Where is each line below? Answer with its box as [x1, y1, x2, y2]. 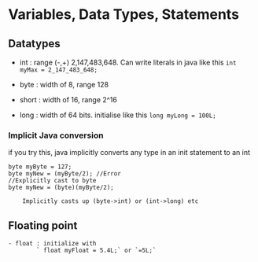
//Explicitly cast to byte [8, 177, 97, 185]
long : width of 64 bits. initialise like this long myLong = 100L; [19, 110, 216, 120]
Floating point [8, 219, 78, 232]
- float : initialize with [8, 240, 97, 248]
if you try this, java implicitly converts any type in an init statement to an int [8, 148, 250, 157]
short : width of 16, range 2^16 [19, 95, 118, 104]
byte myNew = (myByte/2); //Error [8, 170, 122, 178]
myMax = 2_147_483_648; [19, 66, 98, 74]
